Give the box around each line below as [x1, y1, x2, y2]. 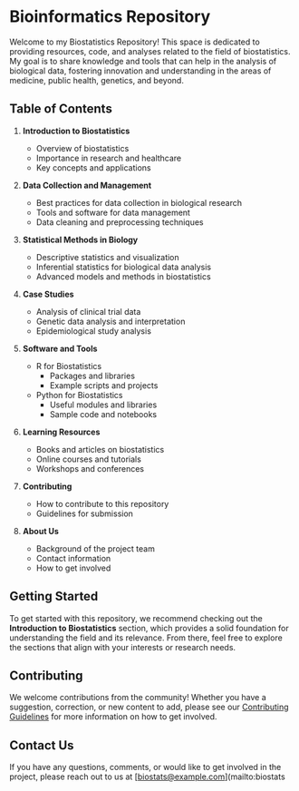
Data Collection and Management [22, 180, 152, 190]
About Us [22, 525, 59, 536]
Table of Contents [9, 102, 113, 117]
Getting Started [9, 589, 99, 604]
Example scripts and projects [49, 379, 159, 391]
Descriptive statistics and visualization [35, 251, 179, 262]
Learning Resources [22, 426, 101, 437]
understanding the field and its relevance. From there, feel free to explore [9, 632, 283, 643]
